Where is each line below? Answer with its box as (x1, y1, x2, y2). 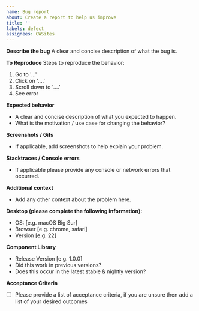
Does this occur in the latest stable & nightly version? (14, 268, 146, 275)
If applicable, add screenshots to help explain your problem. (14, 143, 164, 150)
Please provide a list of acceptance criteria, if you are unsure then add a (14, 291, 194, 298)
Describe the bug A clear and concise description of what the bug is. (6, 47, 177, 55)
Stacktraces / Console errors (6, 154, 80, 162)
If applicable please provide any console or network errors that (14, 166, 171, 174)
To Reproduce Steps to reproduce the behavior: (6, 59, 125, 67)
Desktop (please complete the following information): (6, 208, 143, 215)
